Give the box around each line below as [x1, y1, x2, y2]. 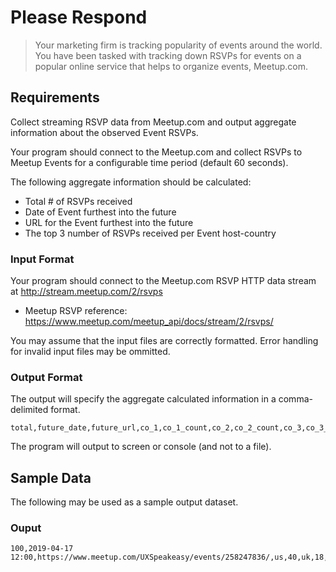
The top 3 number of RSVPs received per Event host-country [24, 227, 277, 239]
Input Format [10, 252, 75, 266]
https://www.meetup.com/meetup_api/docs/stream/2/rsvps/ [24, 316, 274, 328]
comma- [278, 393, 313, 405]
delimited [10, 404, 49, 416]
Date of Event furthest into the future [24, 206, 177, 218]
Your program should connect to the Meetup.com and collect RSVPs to [10, 146, 303, 158]
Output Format [10, 370, 83, 384]
